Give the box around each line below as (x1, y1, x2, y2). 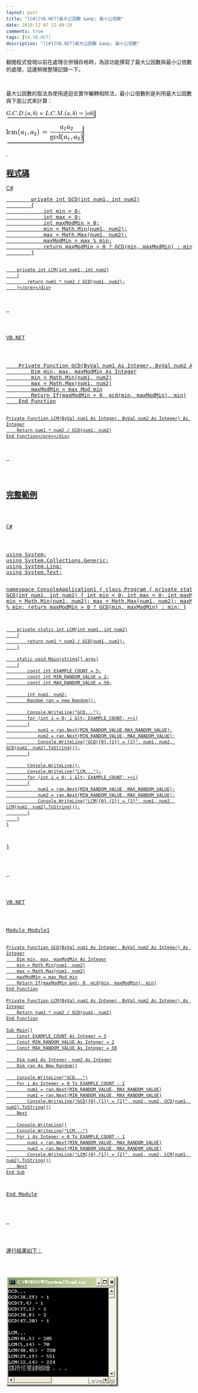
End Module (6, 1191, 38, 1197)
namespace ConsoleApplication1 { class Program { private (6, 586, 177, 593)
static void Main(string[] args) (16, 656, 99, 662)
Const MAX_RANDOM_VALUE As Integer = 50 (16, 1045, 117, 1051)
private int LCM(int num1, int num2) (16, 267, 110, 273)
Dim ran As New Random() (16, 1062, 78, 1069)
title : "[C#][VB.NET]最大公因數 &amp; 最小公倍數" (6, 15, 124, 22)
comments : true (6, 28, 44, 34)
